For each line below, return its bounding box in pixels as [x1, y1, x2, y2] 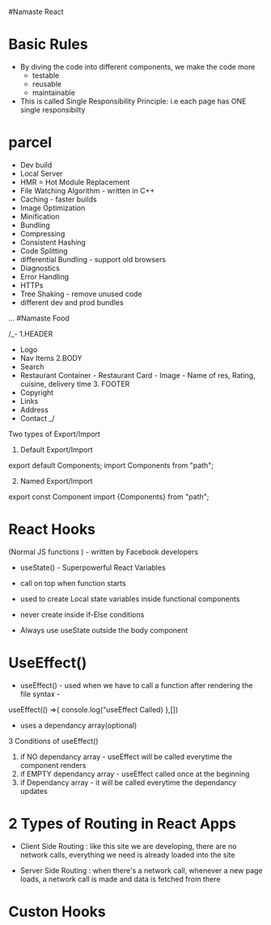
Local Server [19, 168, 63, 178]
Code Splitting [19, 246, 68, 256]
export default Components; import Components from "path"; [8, 460, 214, 470]
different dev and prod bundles [19, 297, 124, 307]
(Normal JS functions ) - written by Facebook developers [8, 546, 199, 557]
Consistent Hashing [19, 237, 87, 247]
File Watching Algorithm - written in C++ [19, 185, 155, 195]
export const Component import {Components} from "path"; [8, 491, 210, 501]
